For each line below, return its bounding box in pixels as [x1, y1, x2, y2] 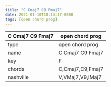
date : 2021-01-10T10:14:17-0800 [5, 12, 73, 17]
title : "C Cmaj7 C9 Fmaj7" [5, 7, 62, 13]
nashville [8, 74, 29, 81]
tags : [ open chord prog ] [5, 17, 58, 22]
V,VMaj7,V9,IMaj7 [58, 74, 102, 81]
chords [8, 66, 25, 73]
